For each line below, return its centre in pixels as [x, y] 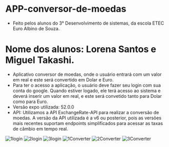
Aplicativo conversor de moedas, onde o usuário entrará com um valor [87, 74]
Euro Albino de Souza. [36, 28]
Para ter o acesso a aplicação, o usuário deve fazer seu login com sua [87, 85]
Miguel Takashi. [40, 60]
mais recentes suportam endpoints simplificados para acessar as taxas [88, 123]
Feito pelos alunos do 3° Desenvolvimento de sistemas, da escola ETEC [88, 23]
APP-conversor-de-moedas [66, 9]
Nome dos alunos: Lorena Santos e [81, 49]
